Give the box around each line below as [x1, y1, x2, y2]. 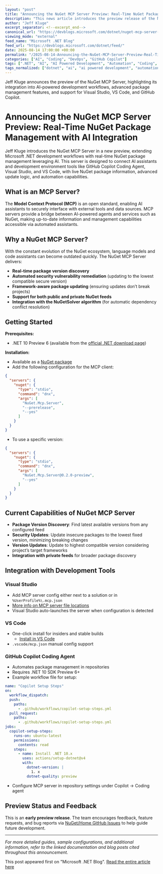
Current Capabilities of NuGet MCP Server [5, 509, 135, 517]
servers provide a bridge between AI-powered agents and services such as [5, 211, 156, 217]
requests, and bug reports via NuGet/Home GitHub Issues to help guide [5, 820, 148, 826]
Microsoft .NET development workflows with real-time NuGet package [5, 153, 146, 159]
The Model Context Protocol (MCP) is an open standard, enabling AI [5, 201, 143, 207]
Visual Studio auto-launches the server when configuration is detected [12, 607, 154, 613]
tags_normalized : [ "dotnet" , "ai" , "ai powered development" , [5, 66, 133, 71]
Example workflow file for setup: [12, 674, 77, 680]
